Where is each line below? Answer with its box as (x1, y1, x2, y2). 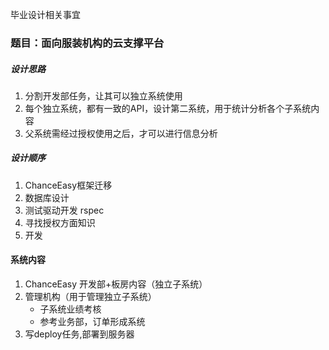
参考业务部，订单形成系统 (39, 316, 146, 328)
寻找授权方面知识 (24, 216, 96, 228)
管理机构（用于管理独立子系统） (24, 291, 157, 303)
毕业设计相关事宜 (10, 9, 81, 20)
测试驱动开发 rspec (24, 204, 105, 216)
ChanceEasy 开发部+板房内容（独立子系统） (24, 278, 208, 290)
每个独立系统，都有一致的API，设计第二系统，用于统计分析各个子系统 (24, 102, 312, 114)
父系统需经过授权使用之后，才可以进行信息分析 (24, 127, 218, 139)
